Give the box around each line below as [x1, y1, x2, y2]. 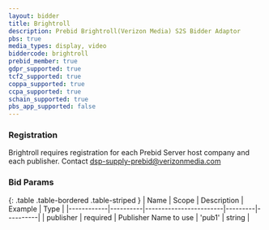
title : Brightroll [8, 20, 70, 28]
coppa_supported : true [8, 80, 85, 88]
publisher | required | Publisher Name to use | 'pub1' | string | [46, 212, 250, 222]
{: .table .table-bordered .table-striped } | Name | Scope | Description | [8, 195, 244, 205]
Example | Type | [8, 204, 65, 214]
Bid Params [8, 176, 54, 188]
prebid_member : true [8, 58, 79, 66]
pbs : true [8, 34, 42, 43]
